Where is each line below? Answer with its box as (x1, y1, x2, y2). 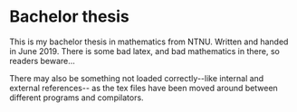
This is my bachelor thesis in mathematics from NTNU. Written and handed (9, 36, 289, 47)
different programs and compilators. (9, 92, 144, 103)
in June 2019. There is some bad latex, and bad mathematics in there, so (9, 45, 281, 56)
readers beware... (9, 55, 75, 66)
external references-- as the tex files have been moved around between (9, 82, 278, 93)
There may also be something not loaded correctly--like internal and (9, 72, 264, 83)
